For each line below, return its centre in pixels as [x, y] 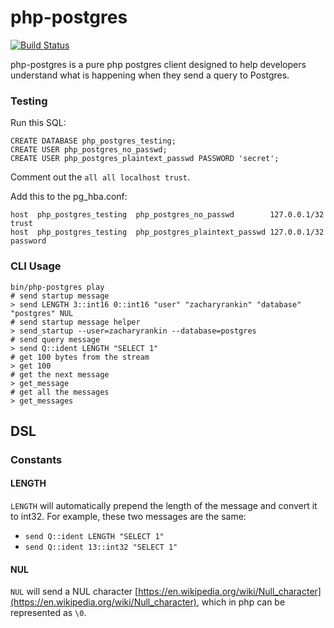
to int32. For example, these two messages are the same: [128, 517]
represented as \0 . [48, 613]
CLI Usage [36, 266]
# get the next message [60, 374]
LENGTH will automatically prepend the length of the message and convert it [164, 506]
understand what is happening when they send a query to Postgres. [150, 75]
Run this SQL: [38, 123]
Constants [36, 459]
